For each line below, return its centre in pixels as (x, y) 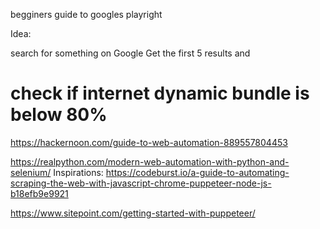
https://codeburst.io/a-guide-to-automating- (197, 172)
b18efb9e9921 (39, 193)
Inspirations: (78, 172)
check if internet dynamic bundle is (160, 93)
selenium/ (31, 172)
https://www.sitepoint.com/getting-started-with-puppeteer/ (133, 213)
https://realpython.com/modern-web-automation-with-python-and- (150, 161)
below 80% (59, 115)
